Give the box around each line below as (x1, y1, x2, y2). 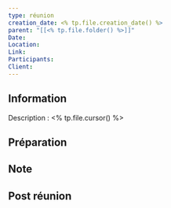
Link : (8, 48, 26, 56)
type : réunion (8, 11, 55, 20)
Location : (8, 41, 41, 49)
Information (8, 92, 67, 106)
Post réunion (8, 189, 72, 202)
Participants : (8, 56, 55, 64)
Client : (8, 63, 34, 71)
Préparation (8, 136, 67, 149)
